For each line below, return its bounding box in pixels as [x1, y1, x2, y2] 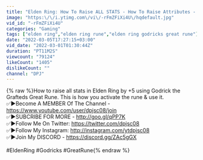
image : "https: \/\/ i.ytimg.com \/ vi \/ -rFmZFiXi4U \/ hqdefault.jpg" [6, 14, 174, 21]
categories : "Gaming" [6, 25, 61, 32]
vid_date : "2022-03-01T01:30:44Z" [6, 43, 94, 49]
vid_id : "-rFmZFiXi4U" [6, 20, 63, 26]
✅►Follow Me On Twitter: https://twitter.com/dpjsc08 [6, 120, 140, 127]
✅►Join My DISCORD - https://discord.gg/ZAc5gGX [6, 133, 137, 141]
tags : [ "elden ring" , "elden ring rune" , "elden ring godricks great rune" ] [6, 31, 199, 37]
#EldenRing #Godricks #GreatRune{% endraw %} [6, 147, 130, 154]
